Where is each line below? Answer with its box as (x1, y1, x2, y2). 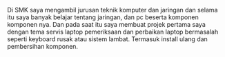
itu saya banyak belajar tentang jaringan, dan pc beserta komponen (7, 13, 199, 21)
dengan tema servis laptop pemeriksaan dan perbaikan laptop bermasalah (7, 27, 219, 36)
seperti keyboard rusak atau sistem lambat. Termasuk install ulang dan (7, 35, 208, 43)
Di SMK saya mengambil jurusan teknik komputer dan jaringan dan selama (7, 6, 218, 14)
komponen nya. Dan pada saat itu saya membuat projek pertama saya (7, 21, 206, 28)
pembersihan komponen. (7, 43, 78, 50)
